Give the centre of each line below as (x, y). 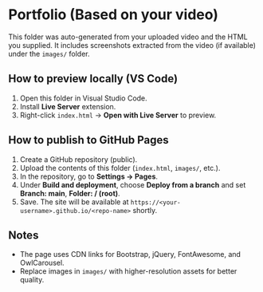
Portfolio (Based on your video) (114, 15)
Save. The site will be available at (74, 202)
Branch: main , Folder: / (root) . (70, 193)
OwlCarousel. (42, 263)
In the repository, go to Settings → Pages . (88, 176)
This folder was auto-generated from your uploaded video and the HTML (128, 37)
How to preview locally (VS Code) (93, 79)
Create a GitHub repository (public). (79, 159)
